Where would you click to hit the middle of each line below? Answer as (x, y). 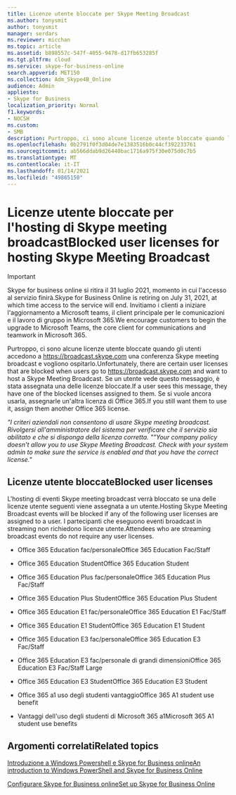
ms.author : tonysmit (38, 20)
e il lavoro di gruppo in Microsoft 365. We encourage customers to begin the (117, 320)
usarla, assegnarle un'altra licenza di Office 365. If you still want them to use (117, 401)
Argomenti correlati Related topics (83, 746)
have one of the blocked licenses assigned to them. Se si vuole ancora (110, 394)
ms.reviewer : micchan (39, 40)
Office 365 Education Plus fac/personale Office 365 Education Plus (114, 577)
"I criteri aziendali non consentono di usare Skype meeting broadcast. (109, 422)
